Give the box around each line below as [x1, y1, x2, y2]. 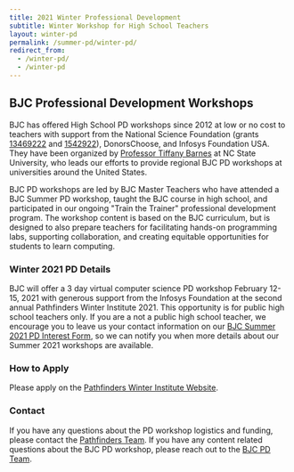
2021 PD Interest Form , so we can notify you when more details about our [9, 330, 279, 341]
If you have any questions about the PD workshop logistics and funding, [9, 425, 274, 435]
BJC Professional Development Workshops [9, 95, 254, 111]
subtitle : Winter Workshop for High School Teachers [9, 21, 209, 30]
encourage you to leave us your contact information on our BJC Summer [9, 321, 276, 331]
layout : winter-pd [9, 29, 78, 38]
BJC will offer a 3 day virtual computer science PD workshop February [9, 282, 268, 294]
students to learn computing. [9, 240, 116, 251]
